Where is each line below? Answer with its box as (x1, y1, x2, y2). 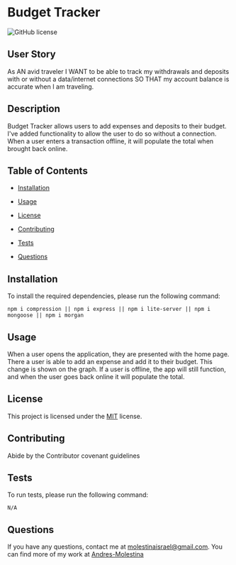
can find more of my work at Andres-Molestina (7, 550, 144, 559)
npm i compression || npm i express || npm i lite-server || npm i (7, 306, 211, 313)
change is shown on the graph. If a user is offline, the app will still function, (7, 365, 227, 373)
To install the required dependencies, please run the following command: (7, 292, 221, 300)
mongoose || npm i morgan (7, 312, 84, 319)
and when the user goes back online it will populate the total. (7, 373, 186, 380)
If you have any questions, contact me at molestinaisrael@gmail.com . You (7, 542, 223, 551)
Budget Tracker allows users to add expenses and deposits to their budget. (7, 121, 227, 130)
